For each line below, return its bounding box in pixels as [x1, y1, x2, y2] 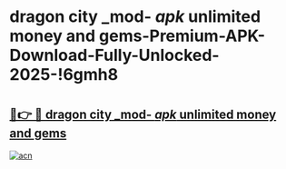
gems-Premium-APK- [98, 25, 266, 46]
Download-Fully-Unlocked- [9, 45, 220, 65]
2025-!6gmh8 [9, 65, 119, 85]
